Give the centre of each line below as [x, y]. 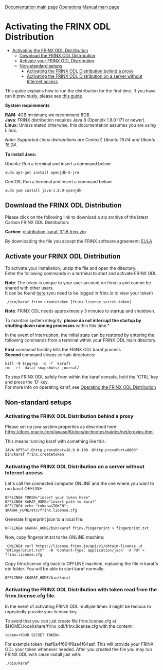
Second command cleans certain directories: [50, 355]
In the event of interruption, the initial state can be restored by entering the [80, 335]
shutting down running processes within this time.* [57, 326]
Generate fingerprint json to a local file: [44, 519]
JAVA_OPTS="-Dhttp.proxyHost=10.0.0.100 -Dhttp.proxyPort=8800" [72, 450]
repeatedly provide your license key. [41, 611]
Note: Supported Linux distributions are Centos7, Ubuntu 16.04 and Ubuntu [80, 139]
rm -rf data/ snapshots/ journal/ [42, 368]
